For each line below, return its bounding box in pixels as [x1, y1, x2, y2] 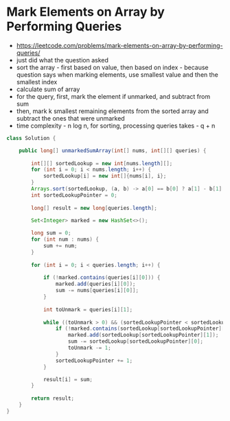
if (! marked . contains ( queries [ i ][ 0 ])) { [43, 274, 161, 281]
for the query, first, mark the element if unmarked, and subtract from [16, 92, 211, 100]
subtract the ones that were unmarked [16, 114, 125, 122]
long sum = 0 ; [31, 230, 71, 237]
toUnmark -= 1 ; [67, 344, 111, 352]
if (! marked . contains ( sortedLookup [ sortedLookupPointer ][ [55, 325, 225, 333]
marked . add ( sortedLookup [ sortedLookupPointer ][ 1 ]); [67, 332, 219, 339]
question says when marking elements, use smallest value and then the [16, 70, 219, 79]
